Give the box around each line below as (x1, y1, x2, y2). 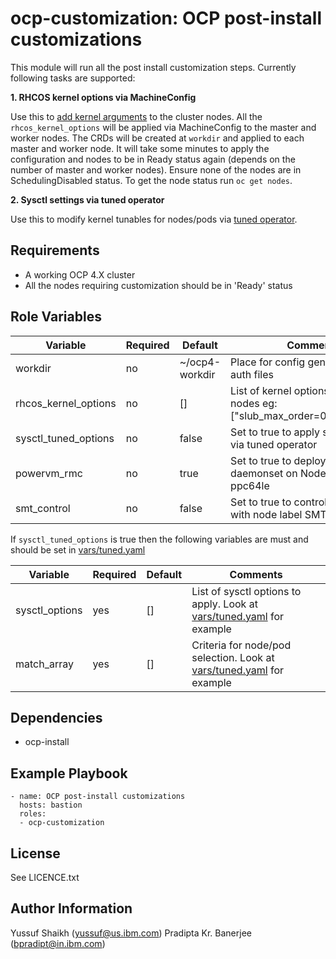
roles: (19, 809, 47, 819)
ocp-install (24, 736, 70, 748)
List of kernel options (230, 383, 330, 397)
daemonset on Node (230, 466, 327, 480)
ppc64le (230, 478, 270, 492)
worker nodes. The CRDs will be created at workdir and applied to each (10, 132, 305, 144)
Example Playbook (10, 765, 128, 782)
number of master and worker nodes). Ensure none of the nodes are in (10, 163, 302, 176)
